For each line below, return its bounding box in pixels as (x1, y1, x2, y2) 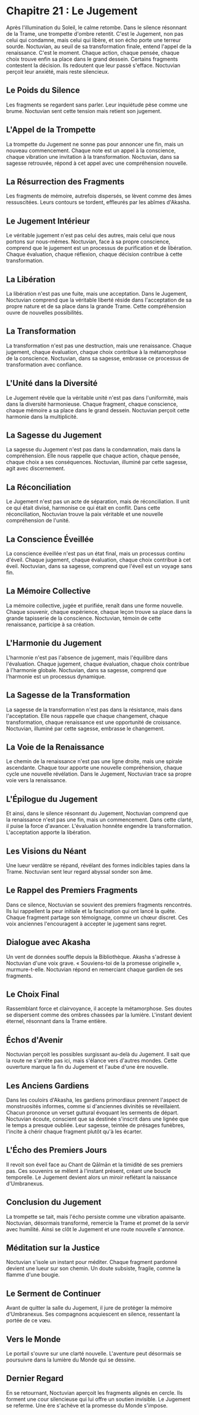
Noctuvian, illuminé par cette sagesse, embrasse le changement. (6, 724, 165, 732)
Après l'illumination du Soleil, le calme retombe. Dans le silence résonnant (6, 24, 187, 31)
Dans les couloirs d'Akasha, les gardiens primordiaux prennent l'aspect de (6, 1096, 188, 1103)
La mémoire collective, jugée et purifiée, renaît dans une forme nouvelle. (6, 602, 184, 609)
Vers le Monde (6, 1334, 61, 1344)
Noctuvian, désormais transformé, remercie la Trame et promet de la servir (6, 1219, 189, 1226)
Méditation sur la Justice (6, 1243, 100, 1253)
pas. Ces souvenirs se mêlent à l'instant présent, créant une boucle (6, 1167, 171, 1174)
